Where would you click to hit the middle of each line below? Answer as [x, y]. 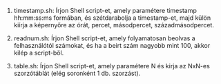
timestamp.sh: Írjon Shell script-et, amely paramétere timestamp [105, 11]
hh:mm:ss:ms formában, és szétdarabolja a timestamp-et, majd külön [112, 18]
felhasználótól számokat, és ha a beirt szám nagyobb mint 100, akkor [112, 45]
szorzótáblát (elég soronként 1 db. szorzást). [77, 73]
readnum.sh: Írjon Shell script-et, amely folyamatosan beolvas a [104, 38]
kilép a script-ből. [39, 53]
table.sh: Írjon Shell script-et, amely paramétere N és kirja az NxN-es [112, 66]
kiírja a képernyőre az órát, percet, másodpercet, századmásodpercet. [114, 25]
